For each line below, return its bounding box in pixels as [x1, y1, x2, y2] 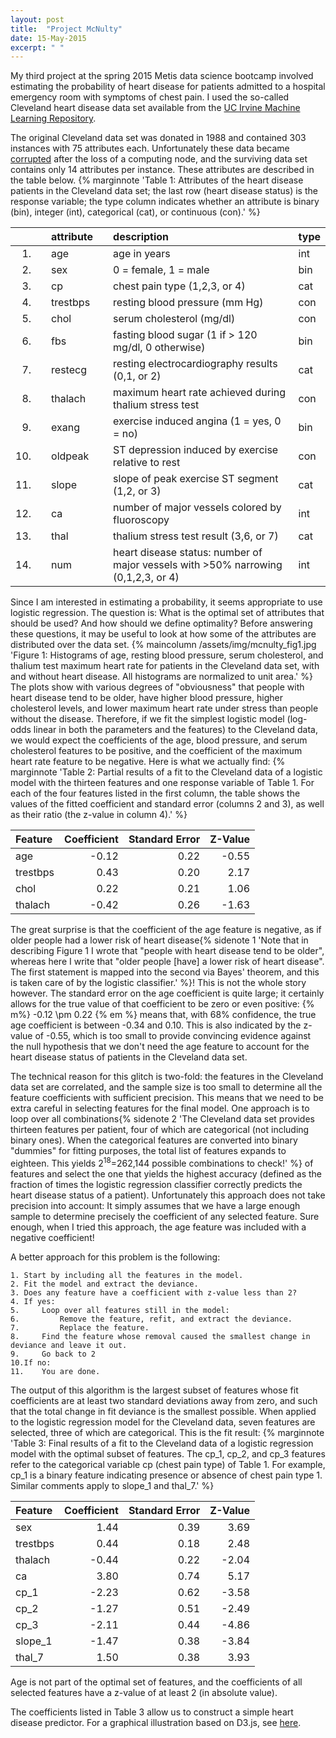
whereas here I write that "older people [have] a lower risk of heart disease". [10, 956, 325, 968]
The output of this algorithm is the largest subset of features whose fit [10, 1384, 299, 1396]
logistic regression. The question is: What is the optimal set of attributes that [10, 607, 325, 619]
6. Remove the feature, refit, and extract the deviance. [10, 1314, 293, 1324]
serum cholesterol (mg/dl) [113, 312, 236, 326]
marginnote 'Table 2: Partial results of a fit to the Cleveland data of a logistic [10, 766, 323, 778]
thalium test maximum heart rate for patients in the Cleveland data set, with [10, 660, 320, 672]
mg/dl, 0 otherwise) [113, 341, 206, 355]
